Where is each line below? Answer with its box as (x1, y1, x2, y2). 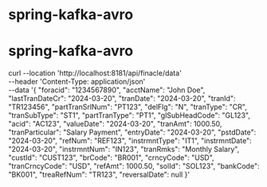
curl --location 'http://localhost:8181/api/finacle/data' (8, 68, 182, 78)
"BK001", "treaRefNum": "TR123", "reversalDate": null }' (8, 169, 190, 180)
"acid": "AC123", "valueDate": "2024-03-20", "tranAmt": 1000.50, (8, 119, 222, 129)
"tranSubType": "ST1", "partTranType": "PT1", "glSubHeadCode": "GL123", (8, 111, 251, 120)
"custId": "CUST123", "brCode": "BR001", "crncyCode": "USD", (8, 153, 214, 162)
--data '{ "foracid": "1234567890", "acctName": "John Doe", (8, 85, 206, 95)
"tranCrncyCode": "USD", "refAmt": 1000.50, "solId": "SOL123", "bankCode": (8, 162, 260, 171)
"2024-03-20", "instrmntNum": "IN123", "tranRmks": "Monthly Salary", (8, 145, 240, 154)
